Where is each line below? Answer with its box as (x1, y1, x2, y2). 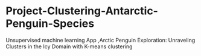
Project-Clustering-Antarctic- (5, 4, 158, 18)
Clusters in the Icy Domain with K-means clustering (5, 43, 133, 50)
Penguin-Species (5, 17, 95, 30)
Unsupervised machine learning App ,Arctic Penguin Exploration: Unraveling (5, 36, 196, 43)
